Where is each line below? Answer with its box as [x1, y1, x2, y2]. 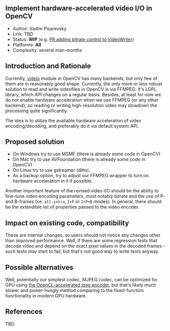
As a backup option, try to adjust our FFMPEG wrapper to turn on [12, 173, 149, 179]
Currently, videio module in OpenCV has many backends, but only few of [5, 75, 158, 81]
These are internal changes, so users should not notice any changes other [5, 232, 161, 238]
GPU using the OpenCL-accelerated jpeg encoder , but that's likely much [5, 282, 156, 288]
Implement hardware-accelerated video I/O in [5, 4, 152, 13]
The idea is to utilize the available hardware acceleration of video [5, 117, 141, 123]
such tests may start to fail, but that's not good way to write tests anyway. [5, 248, 160, 254]
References [5, 307, 43, 316]
